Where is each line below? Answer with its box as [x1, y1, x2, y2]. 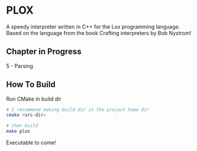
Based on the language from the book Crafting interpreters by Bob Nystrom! [6, 29, 192, 36]
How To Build [6, 79, 56, 89]
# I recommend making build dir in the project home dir [6, 107, 150, 113]
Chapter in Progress [6, 47, 82, 57]
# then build [6, 123, 38, 129]
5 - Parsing [6, 62, 34, 69]
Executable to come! [6, 139, 56, 146]
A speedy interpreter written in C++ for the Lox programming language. [6, 23, 180, 30]
